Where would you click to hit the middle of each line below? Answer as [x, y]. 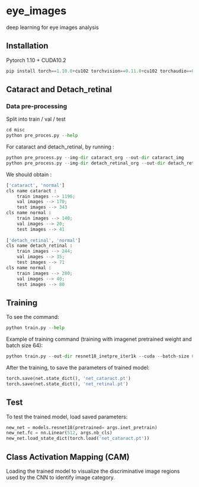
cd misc [16, 130]
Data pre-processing [36, 106]
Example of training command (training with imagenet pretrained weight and [99, 339]
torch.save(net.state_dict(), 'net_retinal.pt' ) [67, 384]
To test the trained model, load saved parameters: [67, 417]
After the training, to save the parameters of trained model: [78, 367]
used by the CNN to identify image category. [61, 477]
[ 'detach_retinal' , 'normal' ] [44, 240]
